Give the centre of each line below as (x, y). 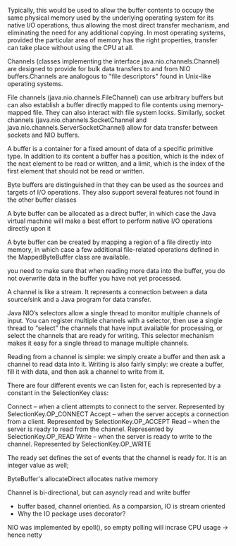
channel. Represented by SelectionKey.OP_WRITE (79, 444)
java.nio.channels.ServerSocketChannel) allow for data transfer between (113, 127)
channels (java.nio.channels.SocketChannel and (77, 120)
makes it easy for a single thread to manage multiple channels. (98, 343)
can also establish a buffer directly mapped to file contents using (101, 105)
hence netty (25, 535)
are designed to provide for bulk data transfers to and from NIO (99, 69)
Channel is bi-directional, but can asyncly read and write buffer (99, 492)
